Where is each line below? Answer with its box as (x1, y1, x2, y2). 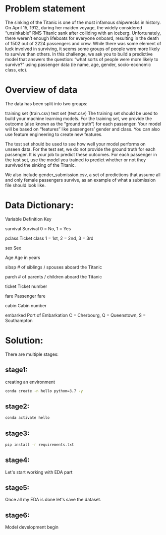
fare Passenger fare (5, 293, 46, 299)
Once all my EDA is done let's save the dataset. (5, 497, 102, 503)
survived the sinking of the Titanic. (5, 162, 76, 168)
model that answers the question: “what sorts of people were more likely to (5, 56, 159, 62)
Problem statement (5, 3, 86, 14)
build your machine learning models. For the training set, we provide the (5, 115, 152, 122)
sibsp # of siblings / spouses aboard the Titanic (5, 264, 103, 270)
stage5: (5, 483, 30, 492)
